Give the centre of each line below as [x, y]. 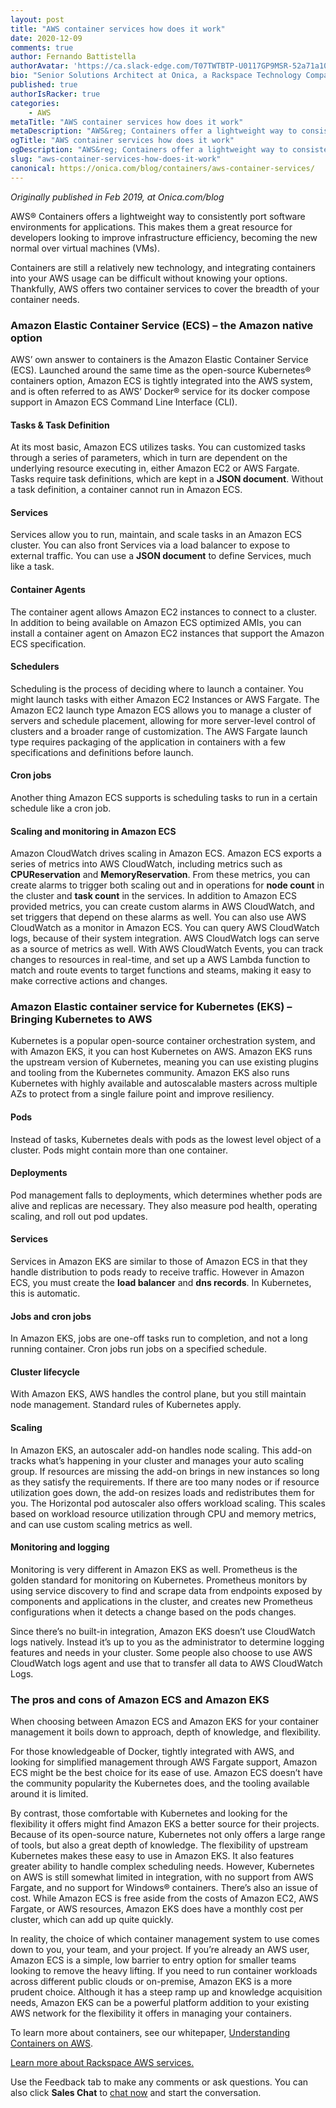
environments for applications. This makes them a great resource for [151, 227]
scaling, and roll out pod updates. [79, 1216]
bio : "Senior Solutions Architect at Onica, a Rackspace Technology [156, 76]
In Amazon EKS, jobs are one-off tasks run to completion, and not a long [159, 1338]
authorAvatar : [40, 66]
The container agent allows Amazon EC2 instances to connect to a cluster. [163, 612]
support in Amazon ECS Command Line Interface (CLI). [124, 402]
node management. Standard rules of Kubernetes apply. [126, 1405]
